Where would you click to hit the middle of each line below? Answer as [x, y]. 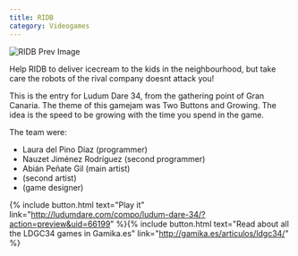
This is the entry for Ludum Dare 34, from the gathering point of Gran [137, 96]
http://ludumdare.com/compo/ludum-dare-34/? [118, 214]
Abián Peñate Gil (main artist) [76, 168]
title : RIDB [31, 17]
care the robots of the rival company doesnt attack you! [112, 78]
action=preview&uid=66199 [60, 224]
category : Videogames [50, 26]
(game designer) [53, 187]
